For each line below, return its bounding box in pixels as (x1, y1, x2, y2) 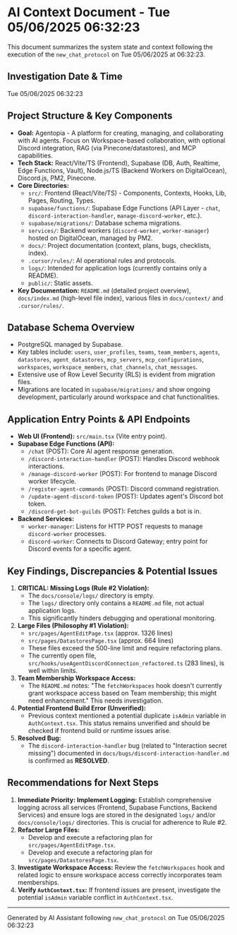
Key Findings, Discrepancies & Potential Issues (7, 565, 218, 577)
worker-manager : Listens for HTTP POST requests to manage (28, 522, 203, 530)
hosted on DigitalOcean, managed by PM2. (28, 234, 153, 242)
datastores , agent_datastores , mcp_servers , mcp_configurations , (17, 355, 205, 364)
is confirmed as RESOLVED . (28, 756, 109, 765)
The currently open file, (28, 651, 97, 660)
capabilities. (17, 151, 53, 160)
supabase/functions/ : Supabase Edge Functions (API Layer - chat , (28, 203, 221, 212)
